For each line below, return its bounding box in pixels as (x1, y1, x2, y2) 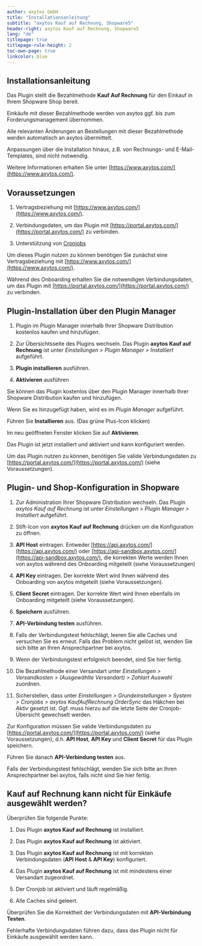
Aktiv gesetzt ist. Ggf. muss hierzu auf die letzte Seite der (15, 704, 158, 711)
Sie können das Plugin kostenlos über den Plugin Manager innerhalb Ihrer (7, 388, 189, 395)
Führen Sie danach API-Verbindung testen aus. (7, 753, 126, 761)
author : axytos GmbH (7, 8, 59, 15)
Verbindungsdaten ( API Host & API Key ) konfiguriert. (15, 855, 147, 863)
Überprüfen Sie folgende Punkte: (7, 814, 89, 822)
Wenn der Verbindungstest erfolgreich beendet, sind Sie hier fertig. (15, 656, 183, 663)
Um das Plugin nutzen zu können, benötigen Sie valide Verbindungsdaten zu (7, 452, 197, 460)
